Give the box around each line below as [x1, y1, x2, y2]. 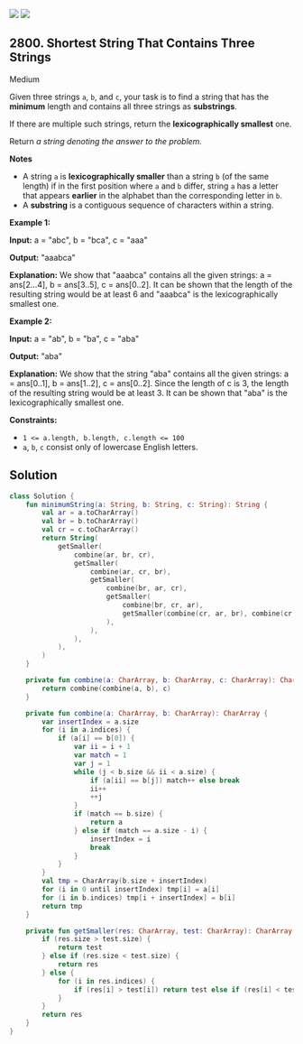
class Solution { [9, 492, 75, 501]
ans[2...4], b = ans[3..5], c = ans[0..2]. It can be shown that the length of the [9, 279, 293, 290]
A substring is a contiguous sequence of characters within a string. [22, 199, 274, 210]
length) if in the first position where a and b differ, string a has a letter [22, 180, 280, 191]
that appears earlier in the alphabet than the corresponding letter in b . [22, 189, 282, 200]
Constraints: [9, 414, 58, 425]
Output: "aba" [9, 350, 63, 361]
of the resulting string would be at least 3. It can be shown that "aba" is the [9, 387, 289, 398]
